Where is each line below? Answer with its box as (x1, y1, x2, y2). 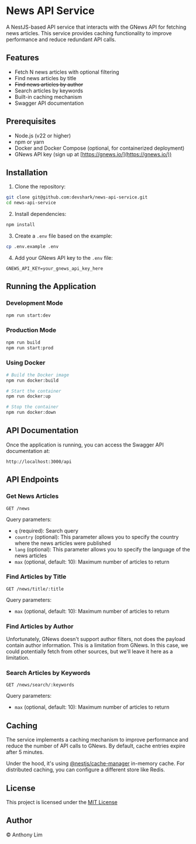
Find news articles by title (14, 74, 77, 81)
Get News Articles (6, 492, 59, 500)
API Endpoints (6, 475, 59, 485)
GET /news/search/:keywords (6, 682, 75, 688)
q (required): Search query (14, 527, 79, 534)
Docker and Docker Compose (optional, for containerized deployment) (14, 145, 185, 152)
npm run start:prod (6, 345, 54, 351)
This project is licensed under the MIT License (6, 799, 118, 806)
